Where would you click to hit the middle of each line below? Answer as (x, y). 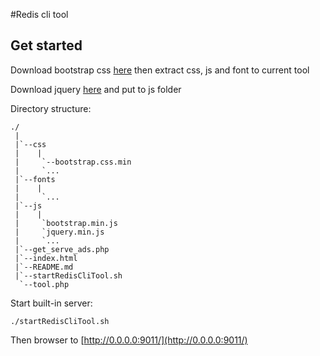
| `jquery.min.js (59, 232)
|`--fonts (35, 179)
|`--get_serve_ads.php (62, 249)
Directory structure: (51, 108)
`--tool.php (44, 284)
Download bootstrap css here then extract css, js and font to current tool (160, 70)
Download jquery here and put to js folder (96, 89)
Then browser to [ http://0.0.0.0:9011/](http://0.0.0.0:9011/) (129, 340)
